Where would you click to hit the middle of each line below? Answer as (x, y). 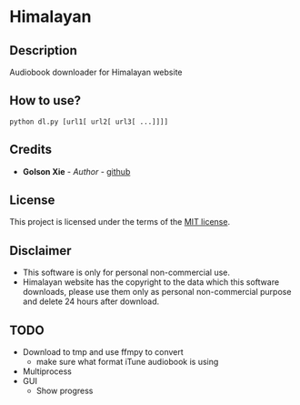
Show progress (65, 391)
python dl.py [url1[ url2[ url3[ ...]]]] (89, 121)
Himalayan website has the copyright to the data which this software (151, 282)
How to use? (45, 101)
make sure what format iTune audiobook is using (127, 362)
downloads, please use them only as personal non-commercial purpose (157, 292)
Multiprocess (47, 371)
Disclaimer (40, 251)
